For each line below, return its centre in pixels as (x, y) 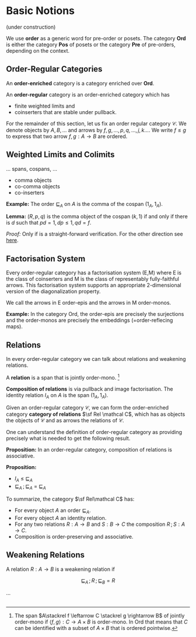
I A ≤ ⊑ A (24, 479)
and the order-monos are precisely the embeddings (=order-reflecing (90, 321)
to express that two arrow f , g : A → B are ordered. (67, 136)
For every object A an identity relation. (60, 518)
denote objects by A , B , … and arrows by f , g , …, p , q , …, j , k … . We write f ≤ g (96, 130)
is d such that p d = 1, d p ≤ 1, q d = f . (49, 223)
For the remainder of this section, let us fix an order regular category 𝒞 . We (96, 123)
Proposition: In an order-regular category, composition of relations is (89, 450)
